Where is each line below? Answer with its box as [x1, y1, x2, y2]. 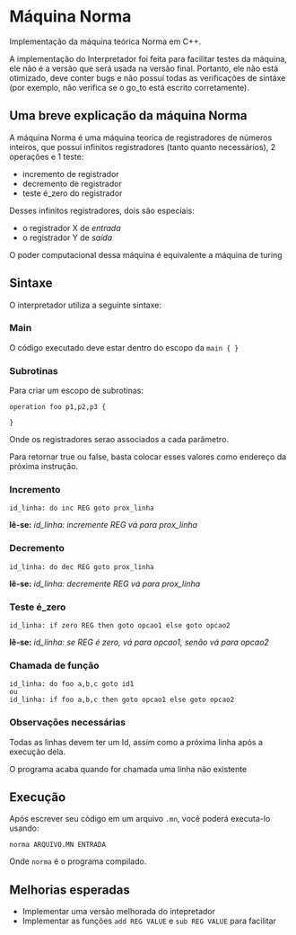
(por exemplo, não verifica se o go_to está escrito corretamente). [9, 82, 249, 93]
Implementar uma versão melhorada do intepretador [22, 906, 215, 917]
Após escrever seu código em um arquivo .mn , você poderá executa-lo [9, 814, 271, 824]
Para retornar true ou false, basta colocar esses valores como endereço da [9, 451, 287, 462]
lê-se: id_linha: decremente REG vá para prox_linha [9, 578, 201, 589]
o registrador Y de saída [22, 232, 113, 243]
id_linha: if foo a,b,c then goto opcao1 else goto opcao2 [9, 695, 235, 705]
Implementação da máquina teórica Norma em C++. [9, 36, 202, 47]
